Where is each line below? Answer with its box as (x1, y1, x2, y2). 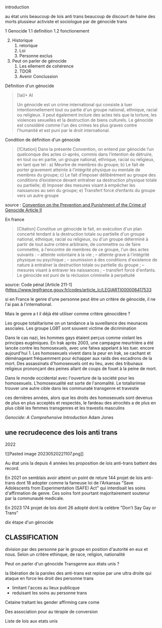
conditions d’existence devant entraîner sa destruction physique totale (16, 177, 157, 183)
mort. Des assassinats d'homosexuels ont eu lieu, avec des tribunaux (5, 361, 143, 366)
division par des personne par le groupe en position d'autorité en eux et (5, 546, 148, 552)
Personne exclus (19, 53, 53, 59)
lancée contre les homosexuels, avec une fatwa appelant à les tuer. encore (5, 345, 154, 351)
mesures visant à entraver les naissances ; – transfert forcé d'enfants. (16, 267, 156, 273)
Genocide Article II (5, 207, 42, 213)
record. (5, 465, 20, 471)
